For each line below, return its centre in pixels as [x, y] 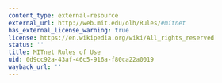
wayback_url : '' [35, 67]
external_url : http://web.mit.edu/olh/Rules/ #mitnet [97, 23]
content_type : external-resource [63, 15]
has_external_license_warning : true [69, 30]
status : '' [26, 45]
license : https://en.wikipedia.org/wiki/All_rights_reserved [111, 38]
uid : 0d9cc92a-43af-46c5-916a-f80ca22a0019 [81, 60]
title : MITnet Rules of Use [55, 52]
